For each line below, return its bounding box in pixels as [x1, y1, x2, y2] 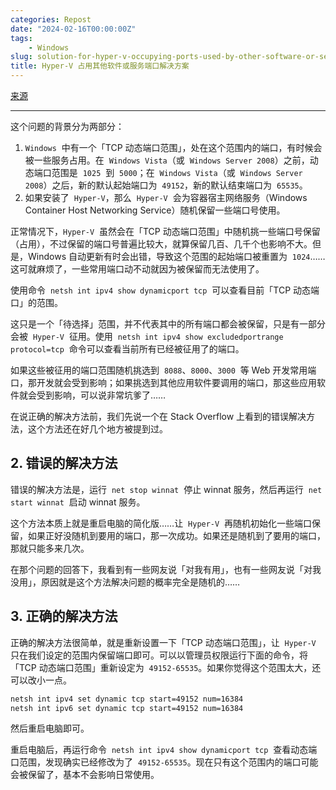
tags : [10, 33, 33, 43]
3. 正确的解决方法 [10, 608, 118, 625]
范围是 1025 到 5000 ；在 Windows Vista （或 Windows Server [51, 167, 303, 178]
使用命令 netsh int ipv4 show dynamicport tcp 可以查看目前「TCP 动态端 [10, 284, 320, 296]
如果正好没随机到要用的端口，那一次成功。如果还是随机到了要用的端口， [27, 529, 326, 541]
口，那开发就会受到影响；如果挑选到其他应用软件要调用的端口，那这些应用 [10, 377, 317, 388]
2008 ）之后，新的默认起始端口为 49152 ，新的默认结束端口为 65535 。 [24, 179, 308, 191]
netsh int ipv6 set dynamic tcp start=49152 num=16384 [10, 703, 244, 713]
